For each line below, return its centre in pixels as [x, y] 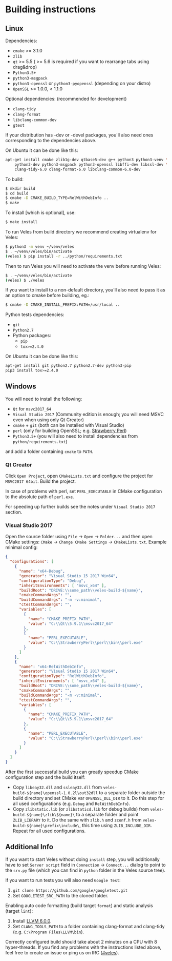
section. [14, 512]
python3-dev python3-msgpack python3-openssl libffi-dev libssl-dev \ [91, 164]
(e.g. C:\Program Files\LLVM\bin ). [48, 932]
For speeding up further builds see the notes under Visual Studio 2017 [80, 507]
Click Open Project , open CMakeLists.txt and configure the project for [79, 476]
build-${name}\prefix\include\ [46, 826]
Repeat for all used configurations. [49, 831]
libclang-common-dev [35, 120]
